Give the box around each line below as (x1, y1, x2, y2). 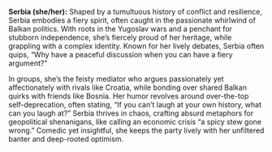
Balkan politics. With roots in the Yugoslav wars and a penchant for (8, 24, 233, 33)
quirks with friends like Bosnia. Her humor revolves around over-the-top (8, 91, 249, 100)
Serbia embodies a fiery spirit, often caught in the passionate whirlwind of (8, 15, 256, 25)
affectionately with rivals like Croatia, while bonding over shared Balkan (8, 82, 248, 92)
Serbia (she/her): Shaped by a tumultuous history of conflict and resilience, (8, 7, 262, 16)
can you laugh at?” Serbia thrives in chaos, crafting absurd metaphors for (8, 108, 254, 118)
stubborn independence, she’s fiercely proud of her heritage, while (8, 32, 232, 42)
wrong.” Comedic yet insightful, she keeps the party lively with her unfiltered (8, 125, 265, 135)
